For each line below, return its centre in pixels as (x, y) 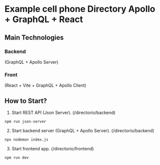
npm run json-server (26, 121)
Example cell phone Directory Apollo (80, 9)
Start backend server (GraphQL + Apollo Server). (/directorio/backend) (83, 130)
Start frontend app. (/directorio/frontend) (53, 148)
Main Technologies (34, 37)
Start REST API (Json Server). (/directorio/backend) (63, 112)
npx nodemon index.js (27, 140)
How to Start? (26, 101)
